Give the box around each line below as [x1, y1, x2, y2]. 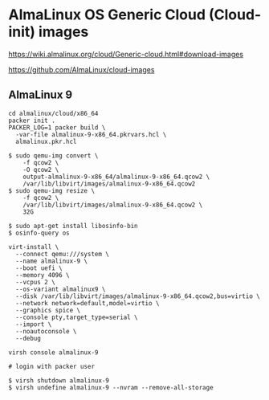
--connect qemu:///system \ [15, 250, 110, 258]
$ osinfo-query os [8, 229, 70, 237]
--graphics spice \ [15, 306, 81, 314]
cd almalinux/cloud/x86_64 [8, 109, 99, 117]
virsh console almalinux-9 [8, 348, 99, 357]
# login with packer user [8, 362, 95, 370]
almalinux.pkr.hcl [15, 137, 78, 145]
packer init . [8, 116, 56, 124]
